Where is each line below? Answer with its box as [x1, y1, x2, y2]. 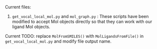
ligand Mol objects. [12, 24, 50, 30]
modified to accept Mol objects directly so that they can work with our [12, 19, 153, 24]
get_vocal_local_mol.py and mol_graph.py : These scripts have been [12, 14, 149, 19]
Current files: [5, 4, 31, 10]
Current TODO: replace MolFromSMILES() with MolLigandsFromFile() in [5, 33, 144, 39]
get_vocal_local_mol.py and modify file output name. [5, 38, 111, 44]
